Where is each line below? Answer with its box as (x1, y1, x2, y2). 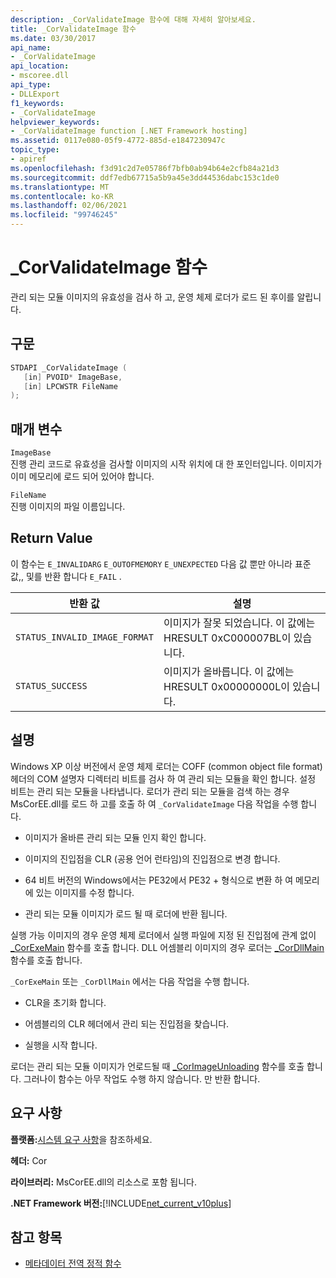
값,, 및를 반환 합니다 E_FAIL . (10, 570, 122, 582)
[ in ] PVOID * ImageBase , (23, 372, 123, 382)
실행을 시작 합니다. (24, 1039, 98, 1051)
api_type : (10, 80, 52, 90)
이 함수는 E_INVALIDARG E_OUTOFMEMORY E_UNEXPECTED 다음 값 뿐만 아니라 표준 (10, 557, 312, 570)
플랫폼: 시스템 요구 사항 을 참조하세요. (10, 1133, 153, 1145)
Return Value (10, 530, 93, 547)
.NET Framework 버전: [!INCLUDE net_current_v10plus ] (10, 1197, 232, 1209)
